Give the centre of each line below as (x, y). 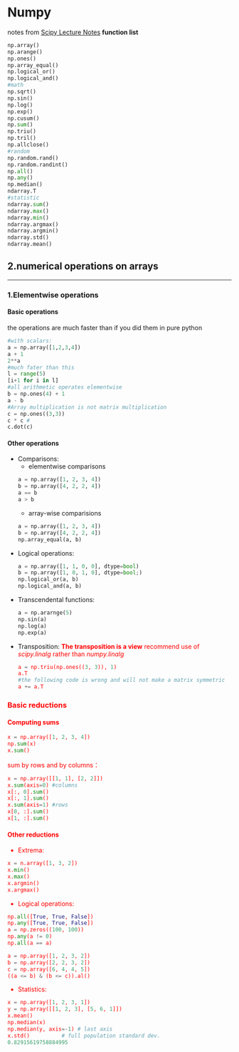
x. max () (19, 877)
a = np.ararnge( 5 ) (45, 613)
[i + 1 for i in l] (33, 381)
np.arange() (25, 52)
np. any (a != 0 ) (30, 936)
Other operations (33, 443)
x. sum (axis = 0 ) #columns (43, 785)
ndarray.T (22, 191)
